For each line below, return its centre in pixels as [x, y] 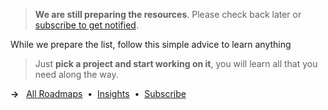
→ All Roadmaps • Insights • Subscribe [98, 93]
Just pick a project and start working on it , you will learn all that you [176, 63]
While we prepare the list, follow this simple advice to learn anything [151, 44]
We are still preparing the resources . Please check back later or [168, 14]
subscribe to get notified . [86, 25]
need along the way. [76, 74]
